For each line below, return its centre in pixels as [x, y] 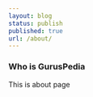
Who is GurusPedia [47, 67]
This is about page [39, 84]
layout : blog [30, 16]
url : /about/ [30, 38]
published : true [36, 31]
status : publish [36, 23]
